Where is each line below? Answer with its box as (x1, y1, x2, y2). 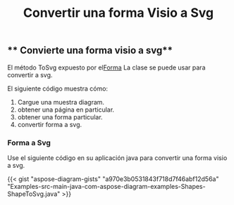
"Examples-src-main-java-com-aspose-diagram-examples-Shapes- (7, 182, 206, 190)
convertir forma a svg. (17, 120, 82, 128)
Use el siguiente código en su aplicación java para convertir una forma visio (7, 153, 228, 162)
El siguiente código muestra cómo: (7, 84, 108, 93)
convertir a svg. (7, 70, 53, 79)
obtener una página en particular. (17, 105, 115, 114)
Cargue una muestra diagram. (17, 98, 104, 106)
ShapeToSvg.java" (7, 190, 61, 198)
